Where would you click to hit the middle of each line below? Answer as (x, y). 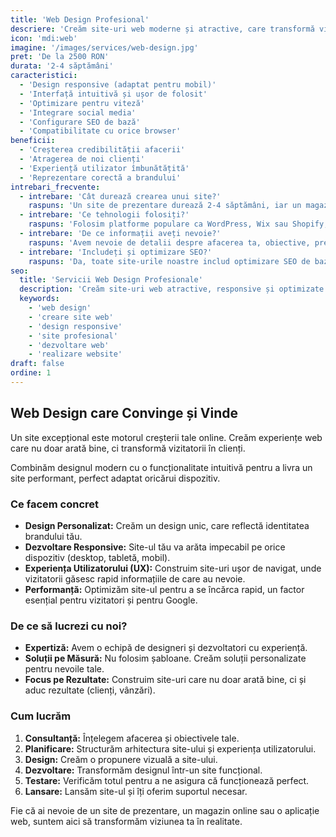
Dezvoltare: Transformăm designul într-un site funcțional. (143, 770)
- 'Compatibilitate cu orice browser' (100, 131)
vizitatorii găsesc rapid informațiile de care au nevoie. (135, 578)
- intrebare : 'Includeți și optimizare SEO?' (116, 252)
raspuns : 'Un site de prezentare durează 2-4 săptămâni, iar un (165, 206)
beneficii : (33, 141)
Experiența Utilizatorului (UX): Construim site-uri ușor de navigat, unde (173, 568)
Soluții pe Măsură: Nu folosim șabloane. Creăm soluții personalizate (165, 658)
